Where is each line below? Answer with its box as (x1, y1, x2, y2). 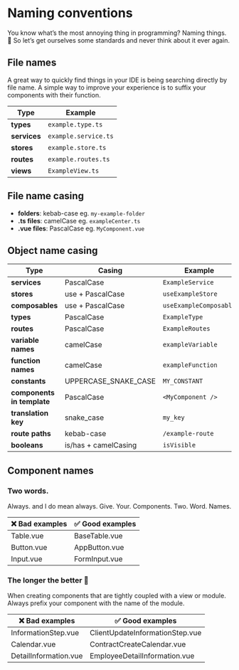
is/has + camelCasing (64, 440, 137, 450)
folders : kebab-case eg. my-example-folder (17, 208, 146, 218)
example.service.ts (48, 132, 114, 140)
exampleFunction (162, 361, 218, 369)
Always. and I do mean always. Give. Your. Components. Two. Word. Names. (7, 502, 232, 511)
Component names (7, 464, 94, 477)
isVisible (162, 441, 196, 450)
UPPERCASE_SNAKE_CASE (64, 376, 156, 386)
